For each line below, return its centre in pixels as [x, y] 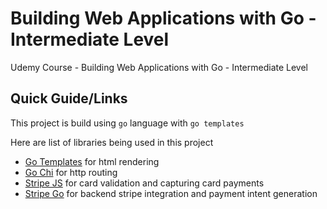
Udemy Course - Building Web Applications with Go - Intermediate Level [159, 67]
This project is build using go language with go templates [127, 123]
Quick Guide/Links [69, 98]
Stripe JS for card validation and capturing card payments [144, 183]
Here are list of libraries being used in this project [112, 142]
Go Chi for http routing [71, 172]
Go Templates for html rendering [92, 161]
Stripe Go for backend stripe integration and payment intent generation [171, 193]
